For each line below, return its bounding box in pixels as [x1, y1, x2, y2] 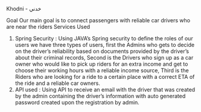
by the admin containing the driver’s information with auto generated [14, 93, 186, 99]
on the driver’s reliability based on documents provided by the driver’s [14, 48, 189, 55]
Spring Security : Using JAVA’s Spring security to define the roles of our [14, 35, 193, 42]
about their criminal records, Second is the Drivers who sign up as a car [14, 54, 194, 61]
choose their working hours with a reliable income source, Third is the [14, 67, 189, 74]
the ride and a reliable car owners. [14, 79, 101, 87]
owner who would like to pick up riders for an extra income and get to [14, 60, 188, 67]
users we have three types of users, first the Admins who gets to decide [14, 42, 195, 48]
